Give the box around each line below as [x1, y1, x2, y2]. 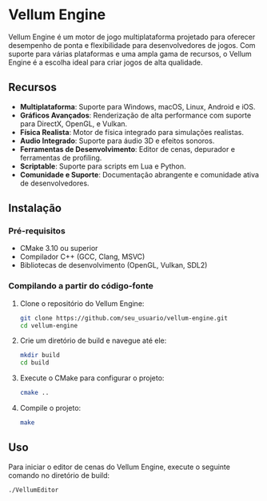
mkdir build [19, 352, 60, 360]
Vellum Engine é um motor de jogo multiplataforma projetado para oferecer [8, 32, 256, 42]
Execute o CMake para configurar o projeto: [19, 373, 165, 383]
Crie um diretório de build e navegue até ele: [19, 336, 167, 345]
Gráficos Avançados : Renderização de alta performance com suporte [19, 110, 252, 120]
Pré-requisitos [8, 225, 66, 237]
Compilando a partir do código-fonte [8, 280, 154, 292]
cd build [19, 359, 50, 367]
